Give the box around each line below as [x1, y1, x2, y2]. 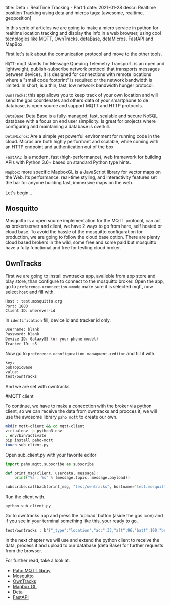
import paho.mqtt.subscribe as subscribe [5, 461, 94, 467]
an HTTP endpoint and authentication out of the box [5, 144, 114, 150]
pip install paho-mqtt [5, 438, 53, 443]
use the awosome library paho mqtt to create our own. [5, 414, 118, 420]
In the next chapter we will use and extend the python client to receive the [5, 537, 160, 543]
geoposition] [5, 15, 32, 21]
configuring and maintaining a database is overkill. [5, 124, 110, 129]
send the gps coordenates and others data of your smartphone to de [5, 97, 148, 103]
